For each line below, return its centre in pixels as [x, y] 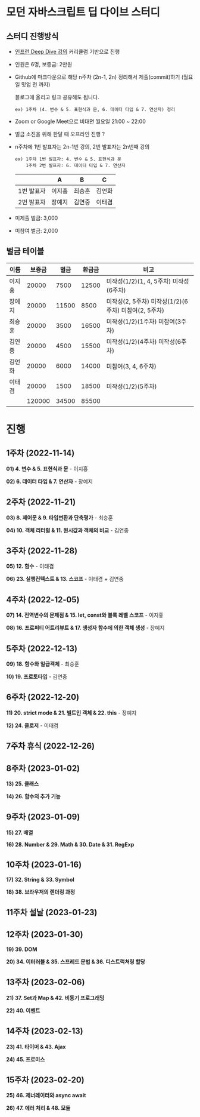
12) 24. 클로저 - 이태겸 [32, 725]
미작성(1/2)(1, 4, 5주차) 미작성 [148, 281]
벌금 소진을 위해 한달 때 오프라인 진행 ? [60, 134]
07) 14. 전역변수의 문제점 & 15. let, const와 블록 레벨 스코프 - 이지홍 [85, 615]
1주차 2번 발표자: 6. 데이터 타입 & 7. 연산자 [76, 165]
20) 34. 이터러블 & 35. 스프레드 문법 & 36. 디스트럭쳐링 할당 [76, 961]
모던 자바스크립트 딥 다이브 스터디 [83, 12]
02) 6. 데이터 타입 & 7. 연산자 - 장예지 [50, 481]
